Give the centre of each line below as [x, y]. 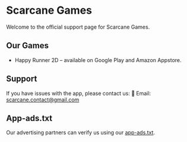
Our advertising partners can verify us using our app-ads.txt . [81, 132]
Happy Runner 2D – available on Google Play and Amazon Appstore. [98, 60]
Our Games [28, 46]
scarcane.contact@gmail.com [43, 100]
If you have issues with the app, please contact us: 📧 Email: [79, 93]
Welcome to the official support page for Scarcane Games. [78, 27]
